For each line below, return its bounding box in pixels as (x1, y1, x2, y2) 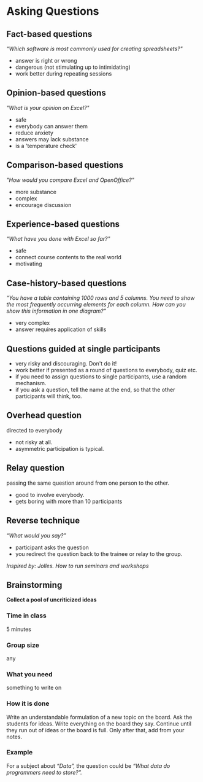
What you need (6, 670, 53, 678)
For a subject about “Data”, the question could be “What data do (6, 762, 170, 769)
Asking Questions (6, 4, 99, 18)
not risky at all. (15, 438, 53, 446)
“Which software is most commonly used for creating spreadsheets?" (6, 45, 183, 52)
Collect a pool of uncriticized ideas (6, 596, 97, 603)
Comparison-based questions (6, 160, 124, 170)
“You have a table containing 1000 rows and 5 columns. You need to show (6, 294, 195, 302)
